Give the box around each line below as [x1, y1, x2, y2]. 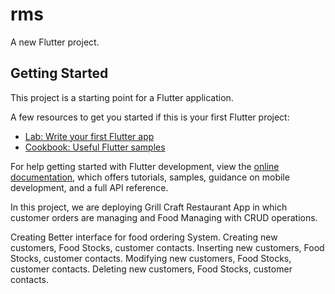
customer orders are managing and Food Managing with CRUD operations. [10, 211, 318, 223]
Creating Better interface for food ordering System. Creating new [10, 231, 278, 243]
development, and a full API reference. [10, 181, 169, 193]
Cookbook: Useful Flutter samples [24, 141, 166, 153]
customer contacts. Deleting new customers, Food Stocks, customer [10, 263, 293, 275]
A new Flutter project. [10, 36, 100, 48]
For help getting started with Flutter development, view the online [10, 160, 280, 172]
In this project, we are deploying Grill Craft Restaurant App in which [10, 201, 288, 213]
